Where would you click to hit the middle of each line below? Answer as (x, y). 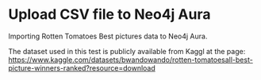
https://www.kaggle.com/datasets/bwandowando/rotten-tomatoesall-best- (131, 60)
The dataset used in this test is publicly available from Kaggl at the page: (127, 51)
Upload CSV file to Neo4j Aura (109, 15)
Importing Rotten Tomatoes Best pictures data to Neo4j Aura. (108, 36)
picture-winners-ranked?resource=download (82, 67)
